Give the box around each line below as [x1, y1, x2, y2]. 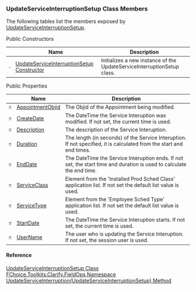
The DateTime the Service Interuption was [65, 111, 166, 118]
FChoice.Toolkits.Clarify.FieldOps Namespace [6, 271, 116, 278]
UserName [16, 233, 43, 240]
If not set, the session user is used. [65, 237, 149, 244]
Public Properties [6, 82, 48, 89]
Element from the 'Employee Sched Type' [65, 195, 164, 202]
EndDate [16, 161, 37, 168]
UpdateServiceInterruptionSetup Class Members [6, 5, 148, 13]
